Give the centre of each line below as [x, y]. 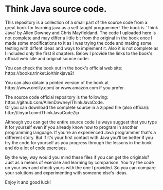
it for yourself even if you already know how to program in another [71, 127]
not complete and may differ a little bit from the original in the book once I [79, 38]
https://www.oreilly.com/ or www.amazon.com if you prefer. [65, 87]
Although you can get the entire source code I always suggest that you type [81, 122]
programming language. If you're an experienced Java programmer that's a [81, 132]
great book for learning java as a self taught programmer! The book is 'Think [81, 27]
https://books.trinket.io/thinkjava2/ [40, 73]
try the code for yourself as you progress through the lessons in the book [79, 142]
